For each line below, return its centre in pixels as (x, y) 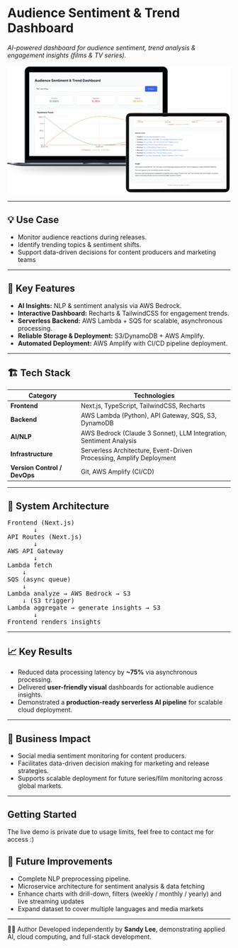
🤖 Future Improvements (60, 862)
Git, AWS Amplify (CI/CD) (117, 472)
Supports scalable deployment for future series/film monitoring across (120, 778)
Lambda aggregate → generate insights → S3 (84, 608)
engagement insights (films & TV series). (67, 55)
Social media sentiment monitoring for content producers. (102, 756)
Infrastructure (32, 454)
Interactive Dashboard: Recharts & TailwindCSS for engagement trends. (123, 313)
